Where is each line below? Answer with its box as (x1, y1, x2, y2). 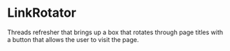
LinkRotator (7, 5, 77, 21)
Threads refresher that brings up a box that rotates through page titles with (7, 28, 224, 36)
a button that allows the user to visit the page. (7, 35, 139, 43)
